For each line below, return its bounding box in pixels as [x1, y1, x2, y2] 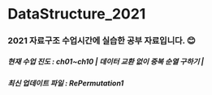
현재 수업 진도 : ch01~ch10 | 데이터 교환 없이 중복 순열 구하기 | [7, 56, 205, 66]
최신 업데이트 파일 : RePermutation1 [7, 78, 124, 89]
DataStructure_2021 [7, 5, 146, 23]
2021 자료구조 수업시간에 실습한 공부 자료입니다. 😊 [7, 35, 196, 47]
